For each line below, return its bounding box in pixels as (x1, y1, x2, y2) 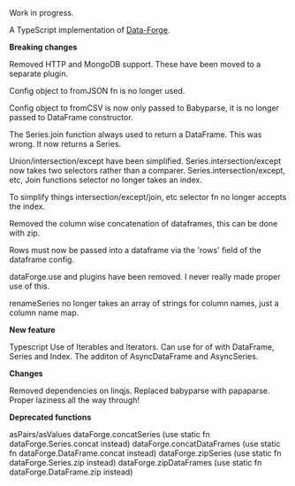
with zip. (9, 228, 41, 238)
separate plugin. (9, 68, 69, 79)
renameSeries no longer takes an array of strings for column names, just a (9, 298, 280, 308)
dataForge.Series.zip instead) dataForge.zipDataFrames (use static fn (9, 458, 262, 467)
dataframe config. (9, 254, 75, 265)
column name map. (9, 307, 79, 318)
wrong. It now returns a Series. (9, 139, 122, 149)
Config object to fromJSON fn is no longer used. (9, 86, 185, 96)
